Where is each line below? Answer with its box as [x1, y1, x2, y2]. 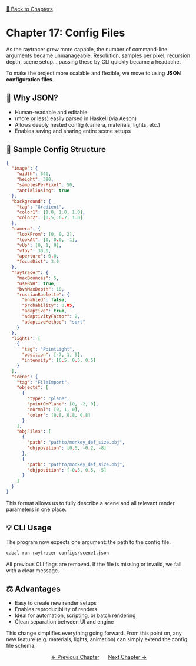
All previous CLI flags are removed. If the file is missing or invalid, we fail [6, 561, 182, 568]
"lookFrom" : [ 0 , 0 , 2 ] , [16, 231, 75, 237]
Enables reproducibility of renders [14, 606, 98, 613]
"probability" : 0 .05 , [21, 302, 75, 309]
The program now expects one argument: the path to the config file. [6, 538, 171, 545]
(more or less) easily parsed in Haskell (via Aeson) [14, 115, 137, 122]
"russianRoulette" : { [16, 292, 69, 298]
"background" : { [11, 198, 51, 205]
